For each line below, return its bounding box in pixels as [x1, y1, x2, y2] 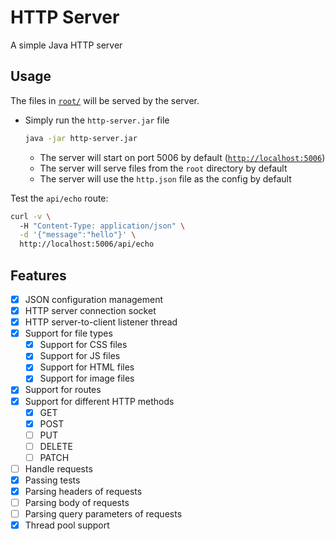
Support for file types [24, 327, 113, 340]
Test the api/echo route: [10, 192, 109, 204]
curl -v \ [10, 211, 52, 221]
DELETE [39, 440, 73, 452]
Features [10, 267, 67, 284]
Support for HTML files [39, 361, 135, 373]
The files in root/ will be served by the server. [10, 94, 200, 106]
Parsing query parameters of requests [24, 508, 183, 520]
